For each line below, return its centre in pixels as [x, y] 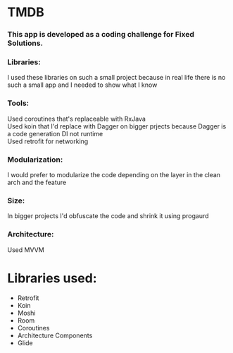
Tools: [18, 103]
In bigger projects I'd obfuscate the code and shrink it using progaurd [108, 216]
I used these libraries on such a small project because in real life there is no [116, 78]
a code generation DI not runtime [55, 133]
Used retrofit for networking [48, 141]
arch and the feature [37, 182]
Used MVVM [26, 250]
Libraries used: [52, 278]
